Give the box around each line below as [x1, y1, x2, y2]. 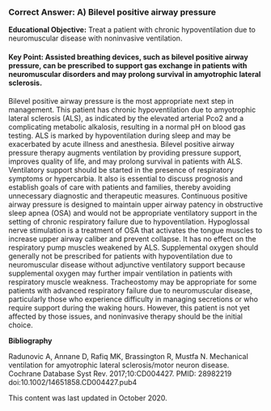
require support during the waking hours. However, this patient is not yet [8, 302, 251, 312]
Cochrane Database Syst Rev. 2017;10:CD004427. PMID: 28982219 [8, 368, 232, 379]
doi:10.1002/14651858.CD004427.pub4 [8, 377, 138, 387]
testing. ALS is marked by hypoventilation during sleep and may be [8, 131, 231, 140]
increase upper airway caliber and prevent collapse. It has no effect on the [8, 233, 256, 243]
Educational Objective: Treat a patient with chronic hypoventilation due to [8, 25, 256, 35]
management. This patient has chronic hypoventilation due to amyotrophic [8, 105, 256, 114]
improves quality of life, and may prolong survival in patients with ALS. [8, 156, 243, 166]
